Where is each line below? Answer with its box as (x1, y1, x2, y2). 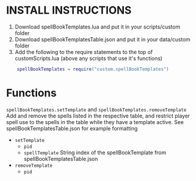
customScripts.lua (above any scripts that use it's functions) (14, 55, 163, 62)
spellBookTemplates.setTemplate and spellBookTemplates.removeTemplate (6, 106, 186, 113)
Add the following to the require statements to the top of (14, 48, 153, 55)
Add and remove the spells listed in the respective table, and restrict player (6, 112, 191, 119)
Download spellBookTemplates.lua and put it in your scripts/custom (14, 23, 181, 30)
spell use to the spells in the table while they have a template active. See (6, 118, 184, 125)
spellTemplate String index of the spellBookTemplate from (23, 149, 167, 156)
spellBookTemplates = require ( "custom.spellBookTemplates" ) (17, 66, 169, 72)
